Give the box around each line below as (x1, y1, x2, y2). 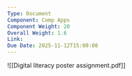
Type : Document (7, 10, 52, 17)
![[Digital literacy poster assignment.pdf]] (7, 61, 126, 69)
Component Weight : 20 (7, 23, 71, 30)
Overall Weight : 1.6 (7, 29, 68, 37)
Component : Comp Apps (7, 17, 71, 23)
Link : (7, 36, 23, 43)
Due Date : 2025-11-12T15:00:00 (7, 42, 98, 49)
